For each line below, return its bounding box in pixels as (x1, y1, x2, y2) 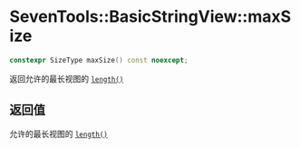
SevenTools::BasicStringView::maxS (9, 6, 292, 27)
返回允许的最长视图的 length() (9, 73, 124, 84)
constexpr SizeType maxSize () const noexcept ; (9, 55, 189, 64)
